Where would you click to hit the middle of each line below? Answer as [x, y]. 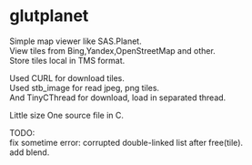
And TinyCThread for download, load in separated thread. [118, 98]
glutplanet [49, 16]
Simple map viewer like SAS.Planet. [76, 41]
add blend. [30, 152]
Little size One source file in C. [67, 115]
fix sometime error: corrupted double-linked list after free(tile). [126, 142]
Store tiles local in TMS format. [67, 60]
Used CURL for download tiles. [67, 77]
